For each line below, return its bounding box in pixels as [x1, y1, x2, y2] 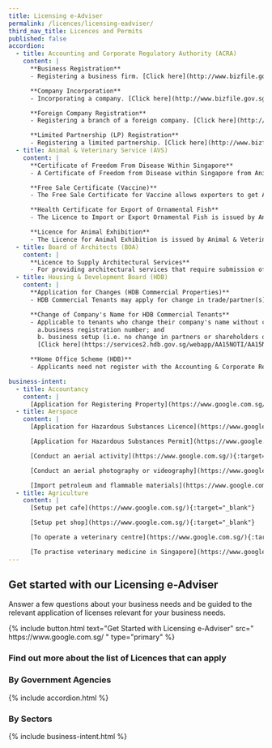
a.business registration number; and [37, 325, 164, 333]
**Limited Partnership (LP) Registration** [29, 131, 180, 140]
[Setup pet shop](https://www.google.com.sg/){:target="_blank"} [29, 518, 255, 527]
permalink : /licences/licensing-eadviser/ [8, 19, 154, 28]
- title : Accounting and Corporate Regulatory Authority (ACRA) [15, 49, 237, 58]
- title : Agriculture [15, 488, 89, 497]
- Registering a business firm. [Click [29, 72, 164, 80]
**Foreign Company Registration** [29, 109, 147, 118]
